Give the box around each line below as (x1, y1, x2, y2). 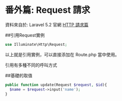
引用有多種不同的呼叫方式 (5, 62, 57, 68)
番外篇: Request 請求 (5, 4, 90, 16)
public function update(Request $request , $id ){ (5, 82, 107, 87)
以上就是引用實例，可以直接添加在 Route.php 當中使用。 (5, 51, 120, 57)
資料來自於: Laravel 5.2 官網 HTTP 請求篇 (5, 22, 89, 28)
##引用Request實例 (5, 32, 45, 38)
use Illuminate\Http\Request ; (5, 42, 68, 47)
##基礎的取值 (5, 72, 33, 78)
